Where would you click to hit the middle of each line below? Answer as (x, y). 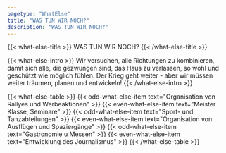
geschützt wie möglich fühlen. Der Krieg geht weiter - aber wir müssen (110, 75)
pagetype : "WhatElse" (39, 14)
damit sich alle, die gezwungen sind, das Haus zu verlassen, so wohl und (113, 68)
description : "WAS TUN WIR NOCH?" (58, 27)
